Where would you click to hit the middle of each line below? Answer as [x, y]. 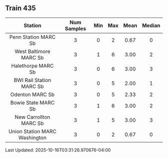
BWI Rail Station [32, 80]
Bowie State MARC [32, 102]
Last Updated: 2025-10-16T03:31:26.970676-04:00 [58, 150]
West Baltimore [32, 51]
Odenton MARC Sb [32, 94]
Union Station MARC [32, 131]
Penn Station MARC [32, 37]
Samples [75, 28]
